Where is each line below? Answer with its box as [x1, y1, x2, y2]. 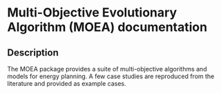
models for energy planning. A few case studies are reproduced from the [7, 72, 215, 80]
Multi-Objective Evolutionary [7, 5, 177, 21]
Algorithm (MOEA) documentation [7, 19, 208, 35]
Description [7, 47, 59, 58]
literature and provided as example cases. [7, 80, 126, 87]
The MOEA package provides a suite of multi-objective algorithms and [7, 65, 207, 73]
